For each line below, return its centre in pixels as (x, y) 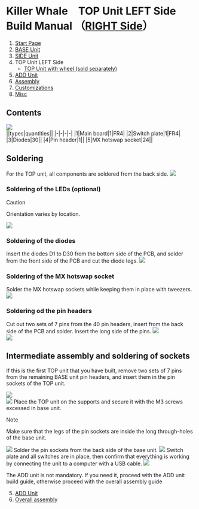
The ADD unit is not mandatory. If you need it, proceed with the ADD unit (96, 475)
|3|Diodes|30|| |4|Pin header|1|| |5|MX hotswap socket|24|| (79, 140)
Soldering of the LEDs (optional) (53, 189)
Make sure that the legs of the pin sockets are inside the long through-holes (99, 431)
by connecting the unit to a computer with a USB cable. (74, 463)
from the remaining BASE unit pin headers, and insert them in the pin (91, 377)
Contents (24, 113)
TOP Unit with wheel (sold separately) (71, 68)
